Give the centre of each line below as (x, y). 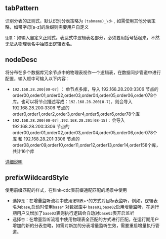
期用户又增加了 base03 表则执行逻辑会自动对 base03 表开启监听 (73, 213)
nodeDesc (21, 60)
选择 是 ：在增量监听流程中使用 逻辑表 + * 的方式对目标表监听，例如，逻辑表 (85, 201)
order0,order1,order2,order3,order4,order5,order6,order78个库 (76, 114)
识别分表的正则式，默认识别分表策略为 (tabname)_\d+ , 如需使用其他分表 (78, 21)
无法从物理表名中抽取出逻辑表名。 (40, 44)
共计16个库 (23, 151)
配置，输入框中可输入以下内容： (38, 79)
